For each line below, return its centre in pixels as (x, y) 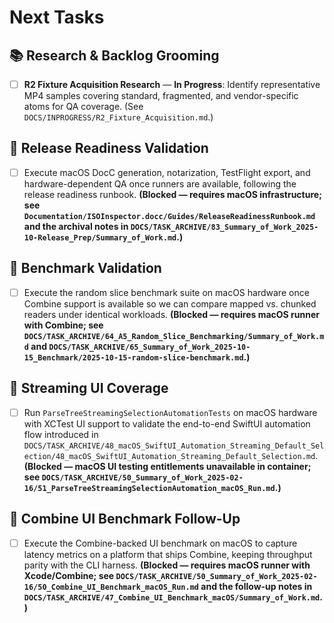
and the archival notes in (76, 226)
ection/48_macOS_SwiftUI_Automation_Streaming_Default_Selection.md (169, 456)
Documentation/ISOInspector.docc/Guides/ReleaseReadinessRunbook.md (169, 216)
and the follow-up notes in (256, 586)
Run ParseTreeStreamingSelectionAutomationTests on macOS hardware (170, 412)
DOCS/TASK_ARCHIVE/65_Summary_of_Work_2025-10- (149, 347)
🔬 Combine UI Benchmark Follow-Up (125, 519)
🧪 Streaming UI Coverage (89, 388)
